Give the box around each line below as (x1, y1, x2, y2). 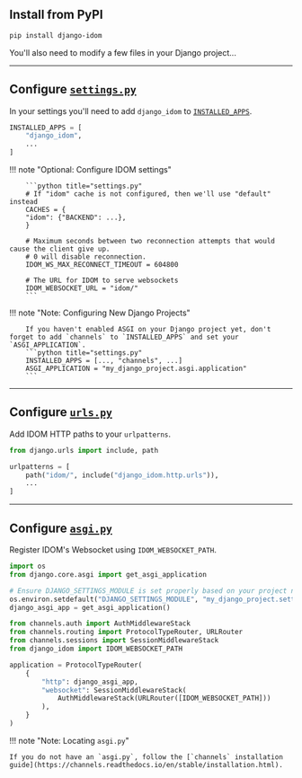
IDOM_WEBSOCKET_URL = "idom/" (25, 284, 139, 293)
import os (9, 561, 47, 570)
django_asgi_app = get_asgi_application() (9, 603, 171, 612)
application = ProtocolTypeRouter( (9, 660, 143, 669)
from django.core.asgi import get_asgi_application (9, 570, 207, 579)
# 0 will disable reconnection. (25, 252, 147, 261)
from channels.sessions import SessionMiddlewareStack (9, 636, 219, 645)
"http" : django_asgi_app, (41, 677, 139, 686)
